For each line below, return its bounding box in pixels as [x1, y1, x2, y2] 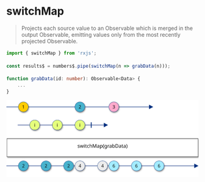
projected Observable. [21, 37, 78, 45]
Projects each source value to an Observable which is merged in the [21, 24, 193, 32]
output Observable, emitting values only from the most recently [21, 31, 181, 38]
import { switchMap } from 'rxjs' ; [6, 50, 97, 56]
